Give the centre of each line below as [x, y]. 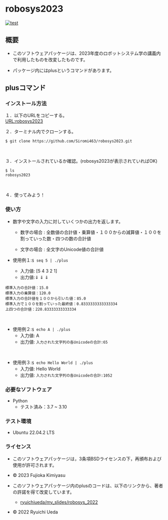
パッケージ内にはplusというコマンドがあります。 [63, 70]
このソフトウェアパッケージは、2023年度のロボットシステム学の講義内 [87, 53]
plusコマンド [26, 88]
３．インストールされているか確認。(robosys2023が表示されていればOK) [81, 161]
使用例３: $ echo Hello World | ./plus [53, 362]
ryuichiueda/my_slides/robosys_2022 [59, 502]
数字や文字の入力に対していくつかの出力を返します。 [68, 221]
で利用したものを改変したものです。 [50, 59]
